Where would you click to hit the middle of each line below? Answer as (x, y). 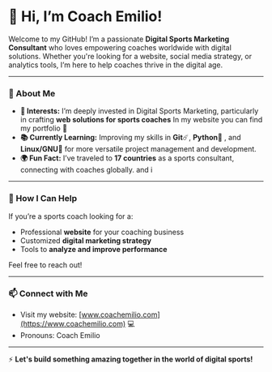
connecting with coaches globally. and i (86, 170)
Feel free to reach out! (45, 265)
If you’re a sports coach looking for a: (71, 216)
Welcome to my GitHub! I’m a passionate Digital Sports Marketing (119, 39)
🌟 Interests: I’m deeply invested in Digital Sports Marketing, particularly (139, 111)
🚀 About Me (32, 93)
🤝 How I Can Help (43, 199)
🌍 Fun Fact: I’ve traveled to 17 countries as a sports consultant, (127, 158)
